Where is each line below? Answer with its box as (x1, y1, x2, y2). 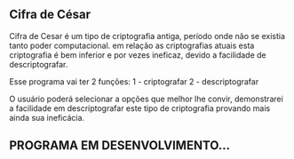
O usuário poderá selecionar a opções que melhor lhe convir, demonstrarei (9, 93, 284, 104)
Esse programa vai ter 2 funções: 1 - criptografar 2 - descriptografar (9, 76, 259, 87)
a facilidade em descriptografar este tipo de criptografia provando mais (9, 102, 271, 114)
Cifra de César (9, 7, 91, 22)
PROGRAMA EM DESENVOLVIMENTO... (9, 138, 231, 154)
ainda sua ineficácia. (9, 112, 85, 123)
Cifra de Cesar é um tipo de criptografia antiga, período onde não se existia (9, 30, 286, 41)
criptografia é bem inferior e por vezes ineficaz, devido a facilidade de (9, 49, 266, 60)
